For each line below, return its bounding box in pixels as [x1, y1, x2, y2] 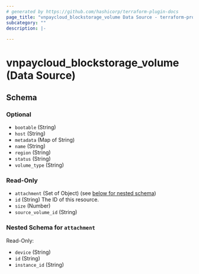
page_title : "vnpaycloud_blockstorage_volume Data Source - [6, 14, 158, 20]
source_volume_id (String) [14, 209, 78, 216]
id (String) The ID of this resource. [14, 196, 99, 203]
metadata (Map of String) [14, 136, 75, 143]
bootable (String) [14, 124, 56, 130]
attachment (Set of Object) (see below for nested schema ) [14, 190, 156, 197]
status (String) [14, 155, 52, 162]
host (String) [14, 130, 46, 137]
